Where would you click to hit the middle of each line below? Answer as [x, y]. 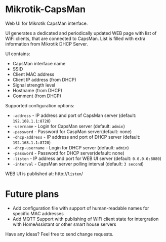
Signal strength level [34, 85]
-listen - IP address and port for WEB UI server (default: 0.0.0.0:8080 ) [87, 158]
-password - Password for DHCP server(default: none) [69, 153]
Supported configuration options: [40, 105]
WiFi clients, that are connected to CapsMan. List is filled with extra [75, 38]
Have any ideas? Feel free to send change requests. [59, 234]
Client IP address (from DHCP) [45, 79]
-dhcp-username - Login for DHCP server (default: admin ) [71, 147]
